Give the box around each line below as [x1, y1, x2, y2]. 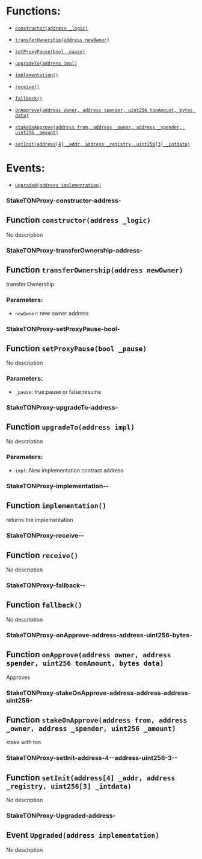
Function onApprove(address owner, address [6, 649, 171, 660]
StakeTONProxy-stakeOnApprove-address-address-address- [6, 689, 191, 697]
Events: [6, 161, 45, 175]
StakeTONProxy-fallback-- [6, 581, 86, 590]
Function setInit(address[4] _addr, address [6, 772, 176, 783]
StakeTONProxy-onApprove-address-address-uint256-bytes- [6, 631, 192, 639]
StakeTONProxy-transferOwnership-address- [6, 246, 143, 254]
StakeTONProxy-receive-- [6, 532, 84, 540]
